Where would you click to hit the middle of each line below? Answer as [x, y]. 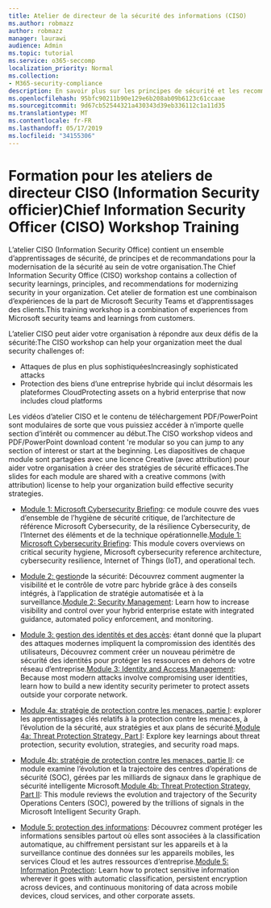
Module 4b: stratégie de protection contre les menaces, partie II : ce [132, 760]
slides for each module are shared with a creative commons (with [117, 476]
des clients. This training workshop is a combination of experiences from [128, 309]
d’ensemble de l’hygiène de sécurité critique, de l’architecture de [127, 518]
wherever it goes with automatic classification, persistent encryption [133, 878]
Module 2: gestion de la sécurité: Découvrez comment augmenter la [132, 576]
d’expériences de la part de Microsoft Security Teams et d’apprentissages [131, 301]
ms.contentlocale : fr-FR [50, 121]
